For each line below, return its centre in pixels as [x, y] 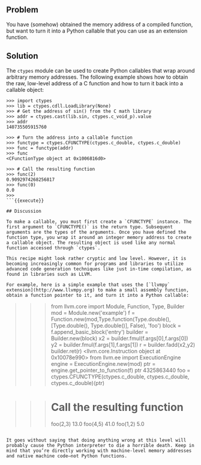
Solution [22, 56]
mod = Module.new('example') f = [93, 312]
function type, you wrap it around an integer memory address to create [99, 237]
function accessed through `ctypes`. [53, 248]
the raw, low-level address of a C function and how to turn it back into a [95, 83]
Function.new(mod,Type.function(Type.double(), [111, 319]
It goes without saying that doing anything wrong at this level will [96, 440]
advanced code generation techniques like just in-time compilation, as [99, 269]
